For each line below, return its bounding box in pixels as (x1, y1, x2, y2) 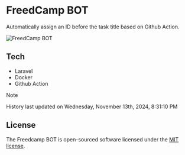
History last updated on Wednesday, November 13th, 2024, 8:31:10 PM (6, 103, 178, 110)
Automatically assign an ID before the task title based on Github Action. (6, 23, 180, 30)
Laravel (14, 67, 33, 75)
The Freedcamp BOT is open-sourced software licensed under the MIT (6, 135, 179, 143)
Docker (14, 73, 33, 80)
